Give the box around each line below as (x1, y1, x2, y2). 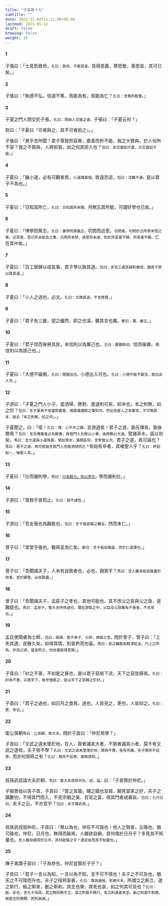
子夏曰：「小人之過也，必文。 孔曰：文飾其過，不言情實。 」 (5, 294, 115, 300)
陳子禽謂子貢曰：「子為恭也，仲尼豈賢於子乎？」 (5, 860, 104, 866)
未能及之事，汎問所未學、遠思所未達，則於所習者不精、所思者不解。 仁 (38, 234, 159, 240)
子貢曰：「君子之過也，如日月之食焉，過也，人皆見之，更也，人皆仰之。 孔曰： (5, 700, 163, 706)
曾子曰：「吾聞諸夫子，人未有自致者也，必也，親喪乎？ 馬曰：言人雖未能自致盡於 (5, 568, 161, 574)
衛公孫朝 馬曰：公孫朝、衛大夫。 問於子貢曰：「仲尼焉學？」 (5, 730, 118, 736)
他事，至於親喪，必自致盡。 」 (5, 574, 56, 580)
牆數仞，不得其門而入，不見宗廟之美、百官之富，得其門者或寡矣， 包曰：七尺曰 (5, 794, 163, 800)
